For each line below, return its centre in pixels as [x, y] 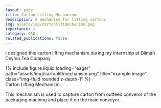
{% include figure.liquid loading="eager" [48, 68]
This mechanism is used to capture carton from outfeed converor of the [81, 94]
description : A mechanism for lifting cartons [56, 19]
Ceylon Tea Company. [29, 58]
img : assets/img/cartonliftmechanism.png [50, 24]
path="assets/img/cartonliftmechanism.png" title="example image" [76, 73]
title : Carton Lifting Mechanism [41, 15]
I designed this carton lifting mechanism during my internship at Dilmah [80, 53]
